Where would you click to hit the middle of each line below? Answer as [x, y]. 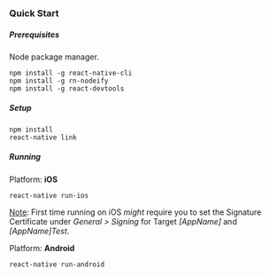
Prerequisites [35, 35]
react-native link [43, 137]
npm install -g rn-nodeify [59, 81]
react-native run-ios [49, 195]
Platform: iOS [34, 179]
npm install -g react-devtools [67, 88]
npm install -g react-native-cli [71, 73]
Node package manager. [54, 57]
